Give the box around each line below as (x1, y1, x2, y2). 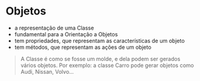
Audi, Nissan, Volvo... (20, 68, 74, 75)
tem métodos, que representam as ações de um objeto (14, 44, 152, 51)
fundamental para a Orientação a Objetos (14, 30, 118, 37)
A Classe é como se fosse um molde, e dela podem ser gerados (20, 55, 181, 62)
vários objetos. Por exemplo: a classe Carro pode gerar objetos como (20, 62, 195, 69)
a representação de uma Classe (14, 24, 95, 31)
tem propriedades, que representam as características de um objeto (14, 37, 185, 44)
